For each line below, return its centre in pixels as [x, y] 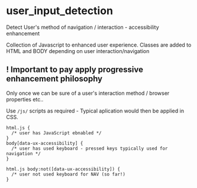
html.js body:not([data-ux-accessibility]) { [63, 169]
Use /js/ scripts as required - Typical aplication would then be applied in [95, 111]
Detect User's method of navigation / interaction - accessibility [83, 27]
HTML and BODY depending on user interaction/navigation [78, 51]
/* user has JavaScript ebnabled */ [56, 133]
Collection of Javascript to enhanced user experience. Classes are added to [99, 45]
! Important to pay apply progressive [75, 70]
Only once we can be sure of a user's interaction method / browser [88, 93]
